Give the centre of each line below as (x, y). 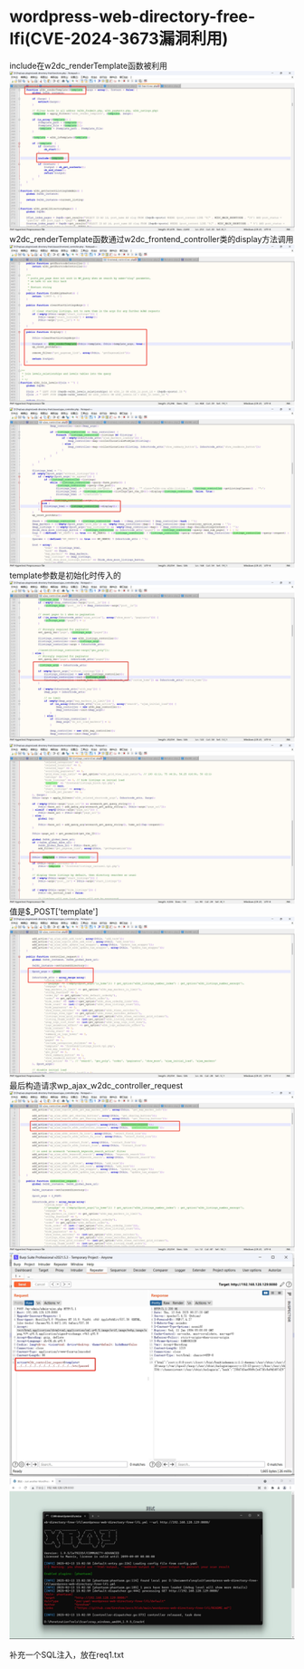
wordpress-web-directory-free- (133, 17)
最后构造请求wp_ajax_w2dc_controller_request (96, 1085)
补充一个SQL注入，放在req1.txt (67, 1654)
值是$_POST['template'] (54, 912)
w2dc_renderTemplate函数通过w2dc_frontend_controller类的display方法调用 (152, 239)
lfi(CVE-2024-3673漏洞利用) (119, 39)
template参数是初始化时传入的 (66, 576)
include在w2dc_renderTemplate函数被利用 (88, 65)
